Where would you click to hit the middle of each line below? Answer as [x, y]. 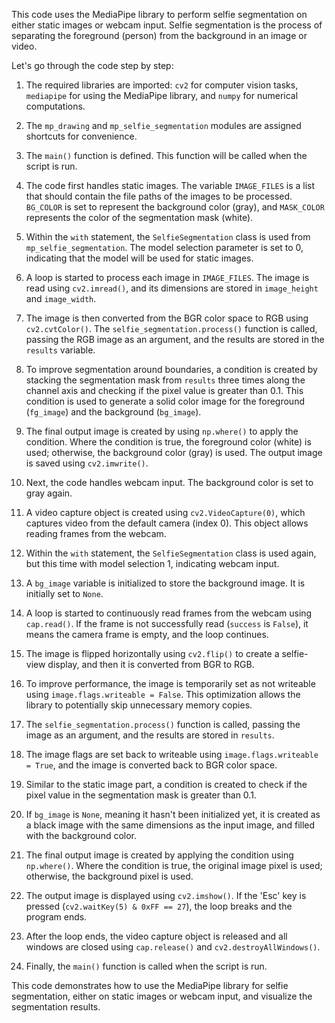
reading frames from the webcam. [96, 533]
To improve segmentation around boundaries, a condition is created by [171, 369]
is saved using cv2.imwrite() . [87, 463]
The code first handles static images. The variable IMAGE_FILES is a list [170, 185]
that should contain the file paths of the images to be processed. [159, 196]
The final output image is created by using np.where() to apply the [162, 431]
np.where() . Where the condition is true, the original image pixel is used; [174, 865]
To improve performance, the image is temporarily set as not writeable [170, 683]
